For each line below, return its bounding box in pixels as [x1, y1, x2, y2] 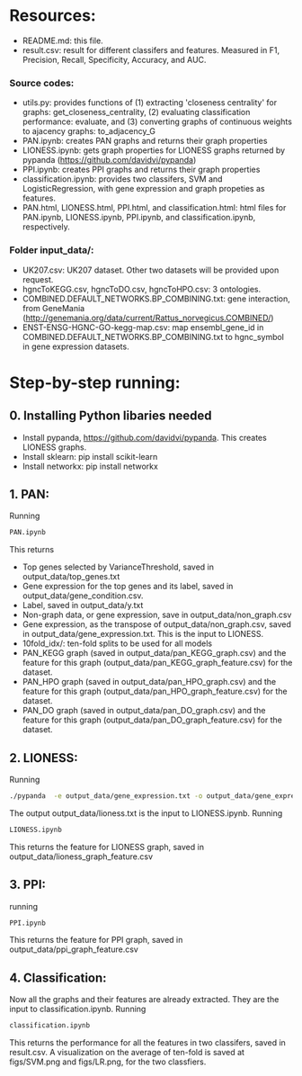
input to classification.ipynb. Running [9, 1004, 147, 1015]
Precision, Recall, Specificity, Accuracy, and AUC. [22, 54, 207, 65]
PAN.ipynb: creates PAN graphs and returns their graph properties [22, 136, 268, 147]
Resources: [9, 5, 96, 26]
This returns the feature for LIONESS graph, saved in [9, 841, 205, 852]
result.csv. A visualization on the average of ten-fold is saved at [9, 1047, 245, 1058]
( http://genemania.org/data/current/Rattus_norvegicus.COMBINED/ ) [22, 312, 274, 323]
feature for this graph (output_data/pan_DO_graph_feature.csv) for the [22, 714, 283, 725]
